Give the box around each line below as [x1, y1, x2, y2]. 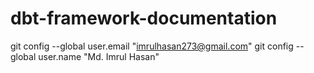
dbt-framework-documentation [10, 7, 278, 30]
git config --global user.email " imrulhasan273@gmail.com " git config [10, 40, 294, 52]
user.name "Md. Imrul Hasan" [38, 50, 160, 62]
